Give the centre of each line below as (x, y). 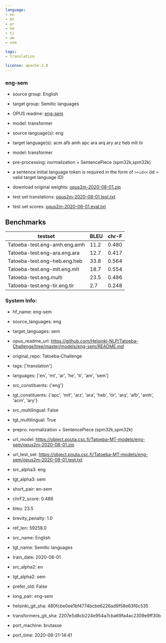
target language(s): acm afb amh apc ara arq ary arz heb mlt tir (78, 143)
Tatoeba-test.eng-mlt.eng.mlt (44, 269)
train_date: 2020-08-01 (37, 557)
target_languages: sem (36, 331)
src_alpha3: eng (29, 469)
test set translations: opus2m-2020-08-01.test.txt (64, 197)
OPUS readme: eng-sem (38, 113)
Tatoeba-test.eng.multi (35, 278)
